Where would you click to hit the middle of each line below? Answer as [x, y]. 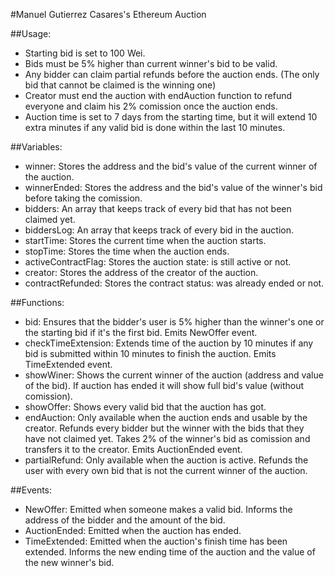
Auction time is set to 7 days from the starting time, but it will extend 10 [171, 117]
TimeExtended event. [68, 364]
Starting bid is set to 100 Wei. [85, 53]
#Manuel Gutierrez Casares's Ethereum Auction [108, 14]
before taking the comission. [83, 198]
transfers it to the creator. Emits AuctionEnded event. [133, 449]
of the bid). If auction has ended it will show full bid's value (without [164, 385]
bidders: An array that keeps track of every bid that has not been [158, 208]
